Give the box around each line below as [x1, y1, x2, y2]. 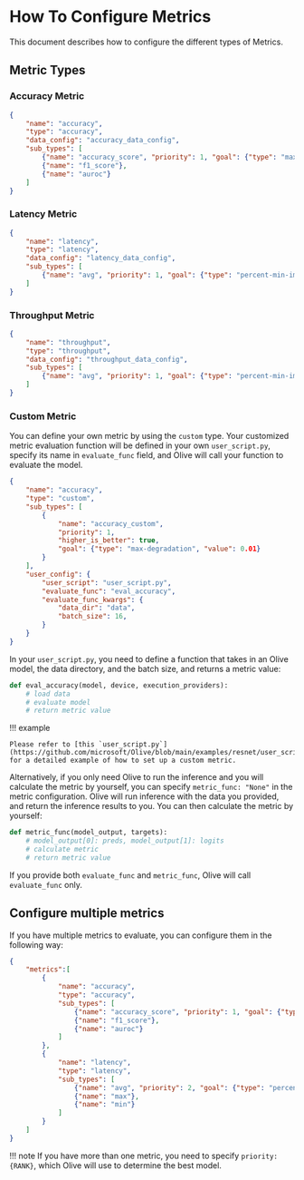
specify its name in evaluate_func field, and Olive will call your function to [9, 450, 284, 461]
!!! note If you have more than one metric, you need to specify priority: [9, 1150, 279, 1161]
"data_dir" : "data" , [57, 603, 136, 613]
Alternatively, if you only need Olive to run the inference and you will [9, 772, 264, 783]
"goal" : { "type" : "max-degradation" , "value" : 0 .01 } [57, 544, 261, 554]
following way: [9, 939, 63, 950]
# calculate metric [25, 845, 100, 854]
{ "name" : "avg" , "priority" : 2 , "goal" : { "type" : [73, 1083, 265, 1092]
